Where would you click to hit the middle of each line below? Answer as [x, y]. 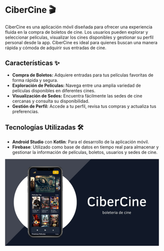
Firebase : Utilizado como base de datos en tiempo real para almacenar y [85, 147]
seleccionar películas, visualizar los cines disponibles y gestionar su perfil [79, 37]
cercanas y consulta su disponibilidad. [51, 101]
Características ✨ [32, 63]
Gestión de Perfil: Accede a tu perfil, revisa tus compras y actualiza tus [84, 106]
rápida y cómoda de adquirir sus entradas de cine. [56, 48]
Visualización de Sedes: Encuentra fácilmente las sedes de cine [77, 96]
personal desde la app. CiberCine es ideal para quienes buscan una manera [81, 42]
